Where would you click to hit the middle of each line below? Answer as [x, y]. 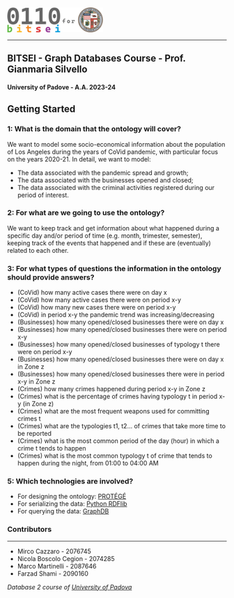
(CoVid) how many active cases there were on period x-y [99, 300]
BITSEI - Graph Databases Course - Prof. [96, 58]
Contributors [30, 530]
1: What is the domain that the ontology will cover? [94, 129]
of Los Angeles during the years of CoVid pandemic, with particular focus [112, 152]
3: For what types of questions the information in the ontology [114, 268]
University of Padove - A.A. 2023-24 [62, 87]
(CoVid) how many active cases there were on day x [92, 293]
